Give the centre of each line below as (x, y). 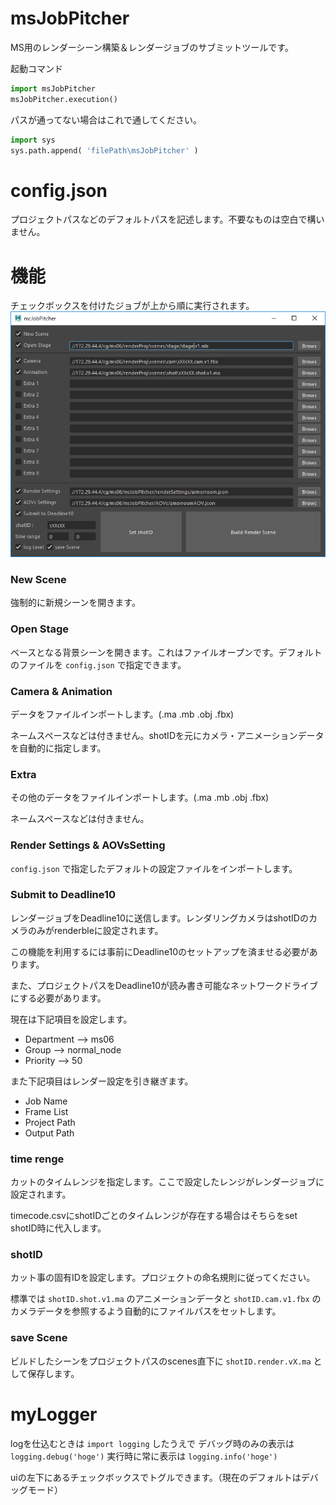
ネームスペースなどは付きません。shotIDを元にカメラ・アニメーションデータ (167, 735)
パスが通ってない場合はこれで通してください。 (106, 119)
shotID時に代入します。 (58, 1228)
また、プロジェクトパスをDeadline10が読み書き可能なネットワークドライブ (164, 985)
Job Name (46, 1101)
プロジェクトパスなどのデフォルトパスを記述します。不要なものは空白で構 (163, 219)
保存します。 (53, 1373)
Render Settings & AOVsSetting (88, 845)
